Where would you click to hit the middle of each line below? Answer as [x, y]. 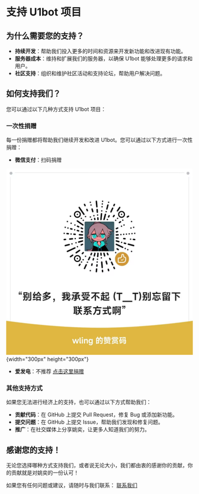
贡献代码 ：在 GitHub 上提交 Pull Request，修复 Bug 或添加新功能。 [96, 415]
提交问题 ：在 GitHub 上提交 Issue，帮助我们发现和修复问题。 [89, 422]
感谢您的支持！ [33, 450]
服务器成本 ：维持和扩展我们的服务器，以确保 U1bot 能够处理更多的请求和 [104, 59]
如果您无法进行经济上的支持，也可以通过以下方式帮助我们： [79, 402]
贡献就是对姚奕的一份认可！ [45, 473]
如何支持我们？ [33, 94]
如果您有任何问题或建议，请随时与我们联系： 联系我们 [72, 485]
